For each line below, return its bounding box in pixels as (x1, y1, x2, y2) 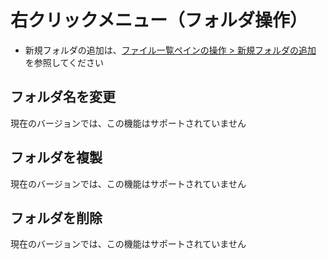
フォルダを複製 (10, 149, 103, 166)
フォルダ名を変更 (10, 89, 116, 106)
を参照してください (24, 56, 104, 68)
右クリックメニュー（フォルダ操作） (10, 9, 308, 32)
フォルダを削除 (10, 209, 103, 226)
